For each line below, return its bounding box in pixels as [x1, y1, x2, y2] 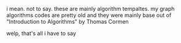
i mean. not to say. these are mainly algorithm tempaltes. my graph [6, 5, 175, 12]
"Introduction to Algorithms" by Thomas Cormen [6, 18, 129, 25]
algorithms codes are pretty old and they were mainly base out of [6, 12, 172, 19]
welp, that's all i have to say [6, 30, 77, 37]
